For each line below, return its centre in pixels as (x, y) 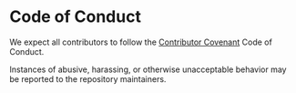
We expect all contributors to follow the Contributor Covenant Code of (141, 42)
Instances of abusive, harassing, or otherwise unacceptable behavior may (148, 69)
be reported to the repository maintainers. (88, 78)
